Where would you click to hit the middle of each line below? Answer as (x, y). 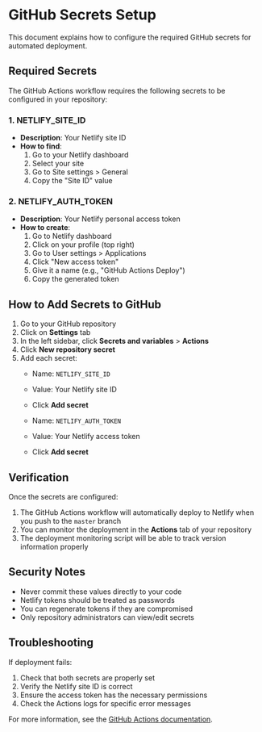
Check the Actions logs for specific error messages (106, 703)
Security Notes (47, 572)
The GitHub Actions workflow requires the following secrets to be (117, 90)
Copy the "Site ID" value (72, 181)
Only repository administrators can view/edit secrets (107, 617)
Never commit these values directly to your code (101, 592)
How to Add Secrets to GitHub (85, 304)
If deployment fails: (40, 662)
